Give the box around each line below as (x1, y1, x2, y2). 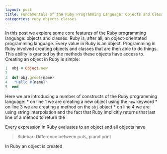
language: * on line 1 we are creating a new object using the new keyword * (5, 99, 158, 104)
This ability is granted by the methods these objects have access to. (5, 51, 145, 57)
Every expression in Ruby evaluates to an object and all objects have (5, 124, 146, 130)
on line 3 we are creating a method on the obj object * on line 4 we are (5, 103, 150, 109)
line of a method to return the (5, 114, 66, 120)
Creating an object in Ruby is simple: (5, 56, 81, 62)
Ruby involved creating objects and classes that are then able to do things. (5, 46, 158, 52)
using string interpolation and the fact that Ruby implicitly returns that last (5, 109, 156, 115)
